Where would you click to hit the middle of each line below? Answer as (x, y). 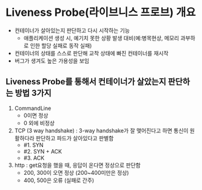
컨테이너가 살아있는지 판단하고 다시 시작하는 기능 (72, 30)
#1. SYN (33, 145)
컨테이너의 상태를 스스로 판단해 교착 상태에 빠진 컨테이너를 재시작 (91, 53)
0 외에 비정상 (39, 123)
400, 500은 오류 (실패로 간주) (59, 180)
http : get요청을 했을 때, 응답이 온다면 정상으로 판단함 (77, 165)
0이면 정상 (36, 115)
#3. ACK (34, 158)
